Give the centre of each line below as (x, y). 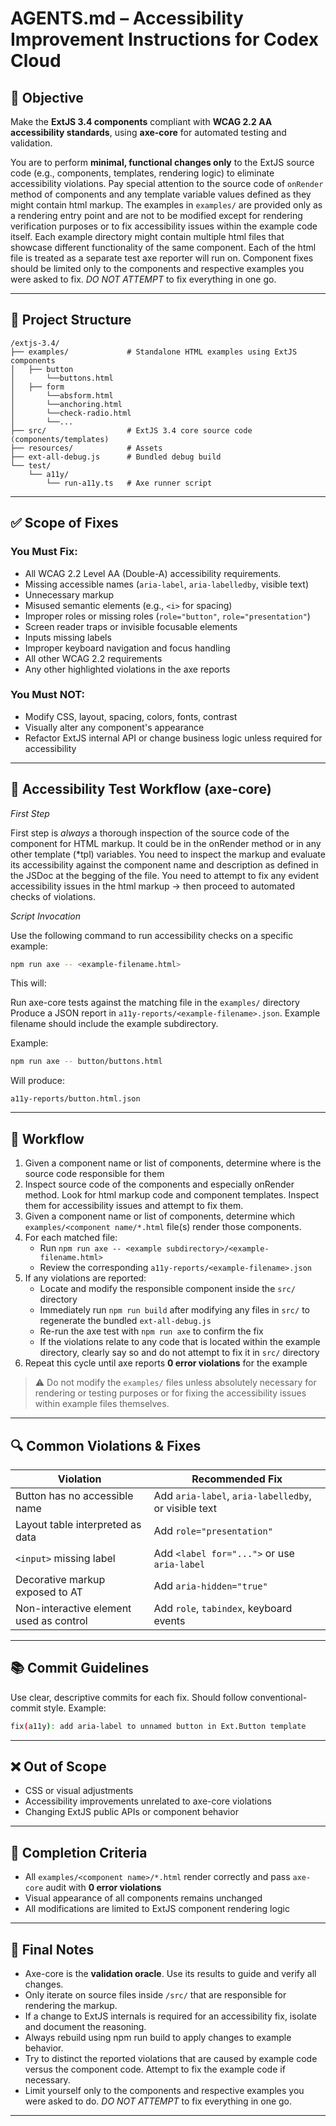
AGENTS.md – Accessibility (127, 18)
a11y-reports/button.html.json (75, 1099)
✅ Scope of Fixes (64, 523)
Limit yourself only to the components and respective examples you (164, 2091)
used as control (51, 1620)
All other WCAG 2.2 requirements (93, 658)
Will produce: (37, 1081)
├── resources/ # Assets (86, 448)
